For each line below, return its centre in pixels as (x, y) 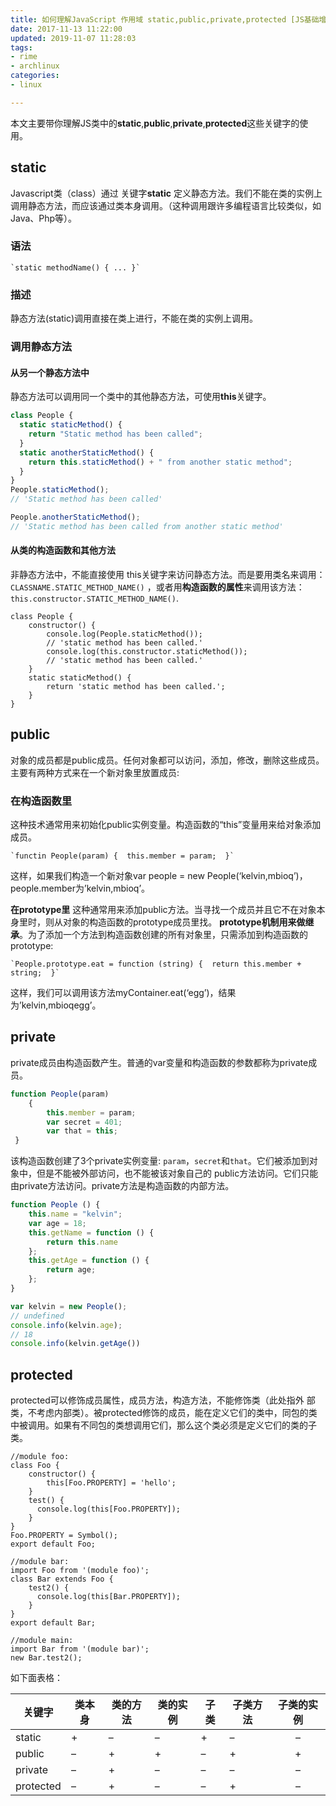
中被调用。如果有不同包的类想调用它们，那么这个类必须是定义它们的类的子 (163, 1425)
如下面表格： (36, 1678)
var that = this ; (82, 1131)
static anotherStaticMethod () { (87, 452)
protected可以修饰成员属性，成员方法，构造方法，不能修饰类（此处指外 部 (163, 1400)
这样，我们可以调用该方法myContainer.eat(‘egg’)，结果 (123, 993)
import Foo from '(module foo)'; (80, 1571)
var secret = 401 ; (84, 1122)
